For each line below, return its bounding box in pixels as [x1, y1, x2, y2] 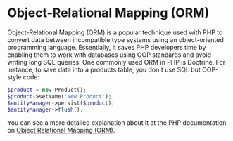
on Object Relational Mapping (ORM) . [7, 126, 115, 135]
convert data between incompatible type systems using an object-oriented [7, 35, 224, 43]
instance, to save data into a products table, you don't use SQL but [7, 65, 201, 74]
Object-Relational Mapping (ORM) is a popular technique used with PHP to [7, 28, 223, 36]
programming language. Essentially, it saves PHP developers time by [7, 43, 206, 51]
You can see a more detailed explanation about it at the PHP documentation [7, 119, 227, 127]
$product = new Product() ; [7, 86, 87, 93]
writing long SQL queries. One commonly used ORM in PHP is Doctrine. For [7, 58, 226, 66]
